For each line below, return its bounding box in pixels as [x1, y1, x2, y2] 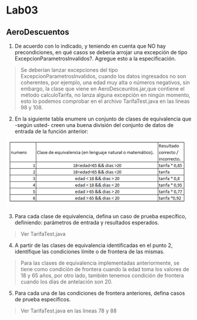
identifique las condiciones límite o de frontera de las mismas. [14, 248, 165, 255]
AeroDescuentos [6, 27, 69, 37]
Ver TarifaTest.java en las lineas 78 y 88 [20, 307, 117, 314]
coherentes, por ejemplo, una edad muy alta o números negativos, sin [20, 79, 190, 86]
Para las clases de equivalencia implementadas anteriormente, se [20, 259, 180, 266]
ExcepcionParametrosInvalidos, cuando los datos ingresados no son [20, 73, 186, 79]
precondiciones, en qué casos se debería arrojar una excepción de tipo [14, 49, 188, 56]
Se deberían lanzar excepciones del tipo [20, 66, 118, 74]
